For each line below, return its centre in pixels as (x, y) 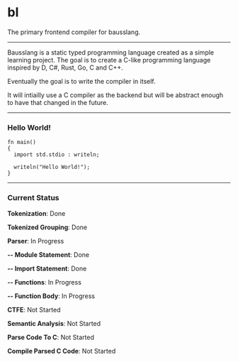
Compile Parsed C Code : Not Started (62, 351)
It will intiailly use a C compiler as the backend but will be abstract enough (115, 95)
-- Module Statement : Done (49, 254)
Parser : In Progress (36, 241)
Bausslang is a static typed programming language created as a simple (111, 52)
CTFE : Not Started (34, 309)
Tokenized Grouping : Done (47, 227)
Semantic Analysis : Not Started (54, 323)
